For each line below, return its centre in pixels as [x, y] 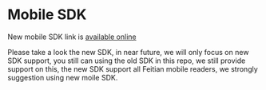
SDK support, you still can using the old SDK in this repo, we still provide [127, 61]
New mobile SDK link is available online [72, 37]
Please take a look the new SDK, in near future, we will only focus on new [128, 52]
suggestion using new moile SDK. [63, 77]
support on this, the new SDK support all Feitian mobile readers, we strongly [133, 68]
